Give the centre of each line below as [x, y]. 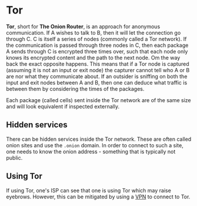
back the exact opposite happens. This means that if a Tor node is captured [98, 64]
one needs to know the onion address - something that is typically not [91, 151]
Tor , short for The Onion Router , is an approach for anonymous [83, 26]
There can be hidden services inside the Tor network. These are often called [99, 139]
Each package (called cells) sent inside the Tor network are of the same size [98, 100]
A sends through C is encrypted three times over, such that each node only [97, 51]
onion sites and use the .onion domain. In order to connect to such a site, [95, 145]
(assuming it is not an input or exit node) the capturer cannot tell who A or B [98, 70]
